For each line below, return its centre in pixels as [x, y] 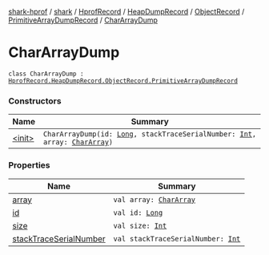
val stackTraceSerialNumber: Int [177, 239]
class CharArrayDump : [46, 74]
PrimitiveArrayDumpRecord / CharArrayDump [83, 20]
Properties [29, 165]
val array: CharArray [155, 199]
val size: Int [140, 225]
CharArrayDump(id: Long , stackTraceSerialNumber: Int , [150, 134]
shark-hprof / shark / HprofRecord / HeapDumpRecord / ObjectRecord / [126, 12]
